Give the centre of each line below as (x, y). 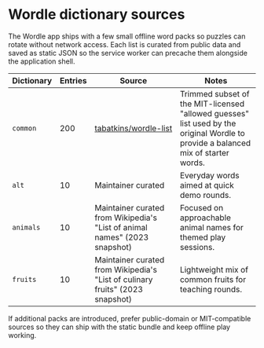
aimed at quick (207, 185)
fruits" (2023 (119, 289)
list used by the (208, 123)
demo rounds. (205, 195)
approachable (205, 218)
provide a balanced (215, 143)
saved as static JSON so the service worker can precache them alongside (128, 53)
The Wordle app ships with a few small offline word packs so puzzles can (127, 36)
